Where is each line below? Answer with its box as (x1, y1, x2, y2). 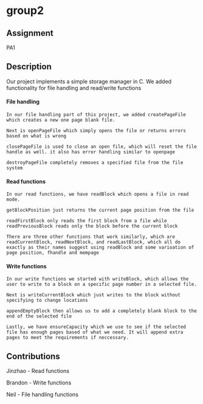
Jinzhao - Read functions (6, 367, 70, 375)
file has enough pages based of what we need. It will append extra (6, 329, 184, 335)
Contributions (6, 351, 60, 361)
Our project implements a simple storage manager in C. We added (6, 77, 172, 85)
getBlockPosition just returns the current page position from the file (6, 207, 194, 214)
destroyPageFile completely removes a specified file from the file (6, 159, 184, 166)
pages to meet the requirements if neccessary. (6, 335, 129, 341)
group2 (6, 4, 44, 18)
